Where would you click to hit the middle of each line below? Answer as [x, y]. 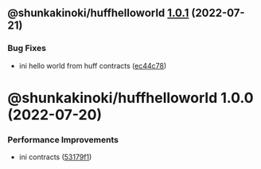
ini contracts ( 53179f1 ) [55, 157]
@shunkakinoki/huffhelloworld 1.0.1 [98, 13]
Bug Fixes [27, 49]
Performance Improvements [63, 140]
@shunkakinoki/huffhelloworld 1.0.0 [130, 98]
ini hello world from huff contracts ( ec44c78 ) [93, 65]
